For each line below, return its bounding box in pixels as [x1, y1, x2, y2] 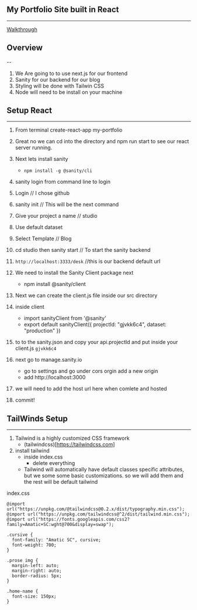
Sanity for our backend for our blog [15, 76, 101, 83]
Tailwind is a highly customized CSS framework [15, 434, 130, 442]
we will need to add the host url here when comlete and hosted [15, 385, 167, 392]
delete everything [32, 460, 75, 467]
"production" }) [23, 327, 61, 334]
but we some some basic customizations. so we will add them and [23, 472, 184, 479]
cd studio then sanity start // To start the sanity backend [15, 247, 151, 254]
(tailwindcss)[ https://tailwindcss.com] [23, 441, 115, 448]
